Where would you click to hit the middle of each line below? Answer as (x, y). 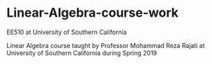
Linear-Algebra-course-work (93, 13)
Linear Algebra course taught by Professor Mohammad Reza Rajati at (106, 45)
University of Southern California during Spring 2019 (82, 53)
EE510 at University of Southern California (67, 32)
